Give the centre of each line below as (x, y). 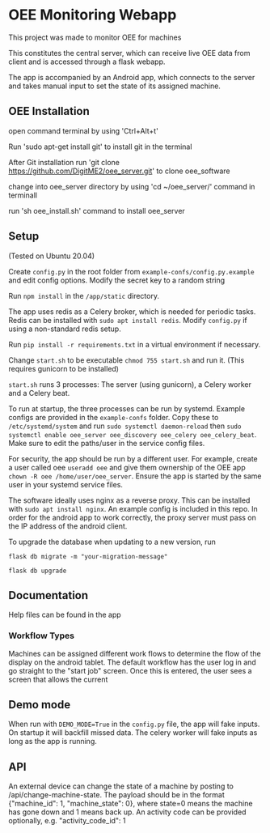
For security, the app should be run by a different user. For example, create (133, 458)
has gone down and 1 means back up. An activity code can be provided (127, 812)
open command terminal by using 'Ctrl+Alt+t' (84, 130)
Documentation (49, 595)
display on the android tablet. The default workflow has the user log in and (132, 662)
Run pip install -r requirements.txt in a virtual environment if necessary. (135, 344)
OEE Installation (49, 111)
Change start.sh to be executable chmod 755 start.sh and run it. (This (127, 360)
